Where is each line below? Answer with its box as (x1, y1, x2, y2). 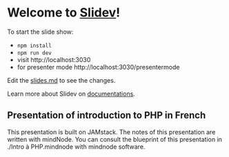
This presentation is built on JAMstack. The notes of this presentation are (7, 127, 216, 136)
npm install (17, 42, 52, 49)
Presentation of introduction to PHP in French (7, 109, 206, 121)
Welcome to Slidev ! (7, 5, 121, 21)
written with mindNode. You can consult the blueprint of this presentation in (7, 135, 223, 143)
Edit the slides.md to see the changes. (7, 76, 116, 84)
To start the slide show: (7, 28, 74, 36)
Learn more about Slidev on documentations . (7, 90, 136, 98)
